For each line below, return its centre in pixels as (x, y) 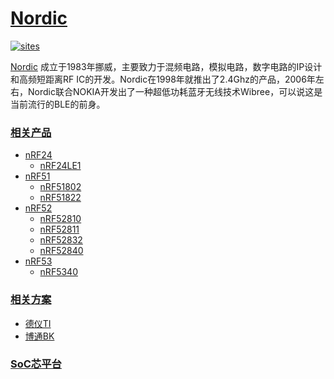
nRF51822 (60, 198)
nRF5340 (58, 272)
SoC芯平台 (36, 364)
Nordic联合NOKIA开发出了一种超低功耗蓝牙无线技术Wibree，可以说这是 (175, 91)
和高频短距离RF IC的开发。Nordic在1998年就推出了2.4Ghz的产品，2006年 (163, 79)
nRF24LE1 (60, 166)
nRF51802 (60, 187)
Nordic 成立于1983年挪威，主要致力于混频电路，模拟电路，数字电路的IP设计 (166, 66)
